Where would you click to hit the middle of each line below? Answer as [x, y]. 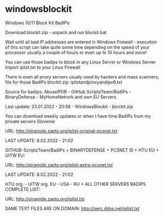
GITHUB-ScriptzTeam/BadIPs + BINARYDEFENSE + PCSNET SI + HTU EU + [82, 150]
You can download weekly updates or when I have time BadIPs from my [78, 116]
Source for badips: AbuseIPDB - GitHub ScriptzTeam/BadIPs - [68, 91]
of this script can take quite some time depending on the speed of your [77, 47]
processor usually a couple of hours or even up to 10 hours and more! [76, 52]
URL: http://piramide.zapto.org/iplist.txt [45, 199]
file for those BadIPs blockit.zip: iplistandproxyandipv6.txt [64, 82]
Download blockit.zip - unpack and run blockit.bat [56, 32]
